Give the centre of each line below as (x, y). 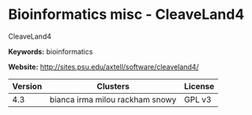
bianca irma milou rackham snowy (113, 99)
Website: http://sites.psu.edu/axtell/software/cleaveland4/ (103, 67)
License (199, 86)
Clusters (113, 86)
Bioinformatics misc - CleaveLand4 (126, 15)
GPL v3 (198, 99)
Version (27, 86)
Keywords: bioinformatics (51, 51)
